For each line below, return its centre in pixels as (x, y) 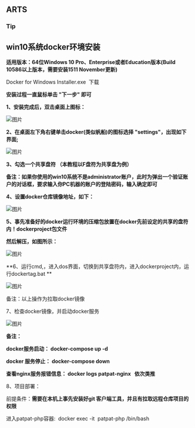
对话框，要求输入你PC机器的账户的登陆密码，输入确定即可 (87, 184)
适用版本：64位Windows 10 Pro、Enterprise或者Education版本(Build (91, 62)
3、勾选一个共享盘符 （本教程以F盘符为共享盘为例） (69, 165)
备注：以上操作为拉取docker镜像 (46, 299)
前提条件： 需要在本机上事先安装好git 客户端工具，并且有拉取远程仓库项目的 (97, 399)
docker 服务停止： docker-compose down (58, 362)
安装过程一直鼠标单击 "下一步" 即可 (49, 95)
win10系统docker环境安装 (53, 47)
